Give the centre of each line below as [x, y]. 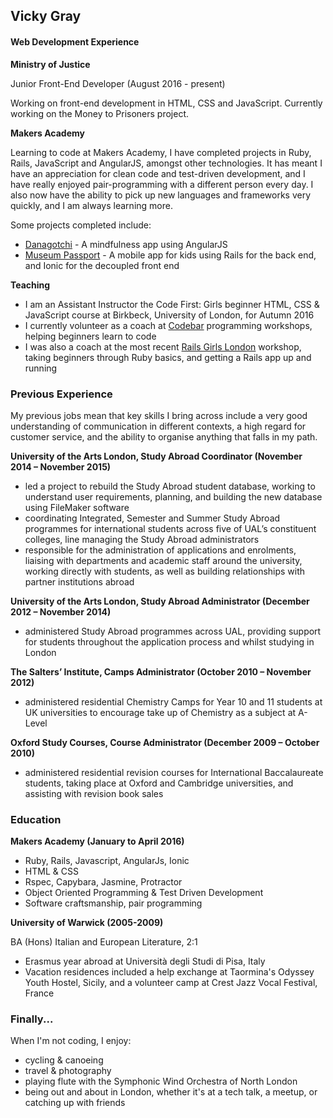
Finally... [32, 1019]
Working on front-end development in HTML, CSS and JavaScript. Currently [166, 103]
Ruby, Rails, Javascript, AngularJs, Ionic [107, 861]
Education [36, 819]
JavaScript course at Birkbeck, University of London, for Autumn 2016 [169, 315]
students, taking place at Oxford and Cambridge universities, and [159, 783]
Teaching [30, 285]
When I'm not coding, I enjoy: [71, 1041]
